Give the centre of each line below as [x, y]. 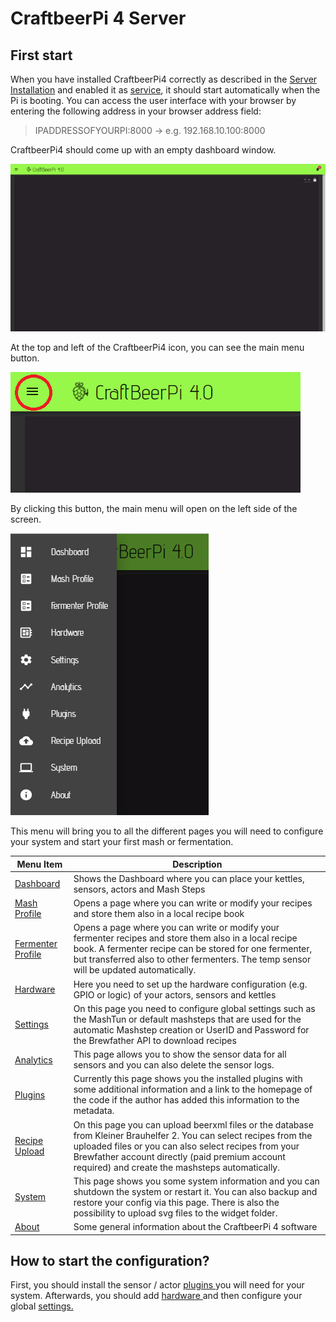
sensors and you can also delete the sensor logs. [174, 1065]
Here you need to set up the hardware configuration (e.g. [190, 984]
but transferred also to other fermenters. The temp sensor [192, 959]
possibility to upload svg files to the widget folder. [175, 1213]
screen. [26, 519]
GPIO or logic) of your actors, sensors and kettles [175, 994]
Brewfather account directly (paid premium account [179, 1156]
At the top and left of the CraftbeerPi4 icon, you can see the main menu [157, 347]
